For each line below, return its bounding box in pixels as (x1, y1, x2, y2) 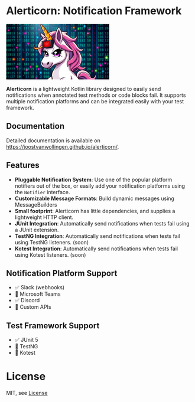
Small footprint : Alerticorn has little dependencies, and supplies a (14, 207, 175, 214)
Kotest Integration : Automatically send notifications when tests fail (14, 245, 178, 252)
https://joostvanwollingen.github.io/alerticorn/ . (6, 143, 119, 150)
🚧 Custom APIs (14, 303, 51, 311)
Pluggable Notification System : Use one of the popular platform (14, 176, 173, 183)
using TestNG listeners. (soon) (14, 238, 89, 246)
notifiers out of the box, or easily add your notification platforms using (14, 182, 185, 189)
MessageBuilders (14, 201, 57, 208)
